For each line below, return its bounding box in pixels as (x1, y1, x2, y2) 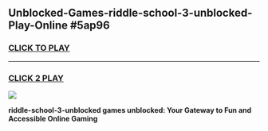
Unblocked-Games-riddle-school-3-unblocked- (8, 6, 253, 20)
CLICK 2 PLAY (8, 72, 64, 83)
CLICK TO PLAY (8, 43, 70, 54)
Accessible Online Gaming (8, 114, 98, 123)
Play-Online (8, 19, 68, 33)
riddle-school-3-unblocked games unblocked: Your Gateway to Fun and (8, 105, 252, 114)
